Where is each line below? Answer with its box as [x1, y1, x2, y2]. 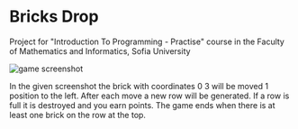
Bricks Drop [9, 6, 99, 27]
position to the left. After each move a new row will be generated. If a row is [9, 90, 290, 101]
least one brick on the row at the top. [9, 109, 147, 120]
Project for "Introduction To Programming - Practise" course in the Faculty [9, 36, 285, 47]
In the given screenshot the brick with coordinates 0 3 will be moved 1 [9, 80, 268, 91]
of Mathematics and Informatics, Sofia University [9, 45, 191, 56]
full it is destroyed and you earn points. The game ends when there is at [9, 99, 276, 110]
